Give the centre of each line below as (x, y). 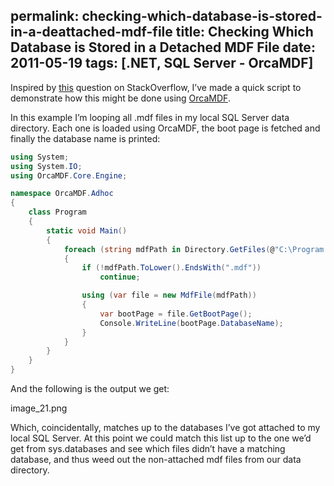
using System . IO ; (46, 166)
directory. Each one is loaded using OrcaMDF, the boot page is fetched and (165, 128)
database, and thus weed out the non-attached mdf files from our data (156, 460)
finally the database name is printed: (85, 138)
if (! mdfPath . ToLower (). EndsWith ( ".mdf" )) (171, 268)
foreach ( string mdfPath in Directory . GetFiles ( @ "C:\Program (194, 249)
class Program (57, 212)
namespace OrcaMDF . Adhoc (62, 194)
